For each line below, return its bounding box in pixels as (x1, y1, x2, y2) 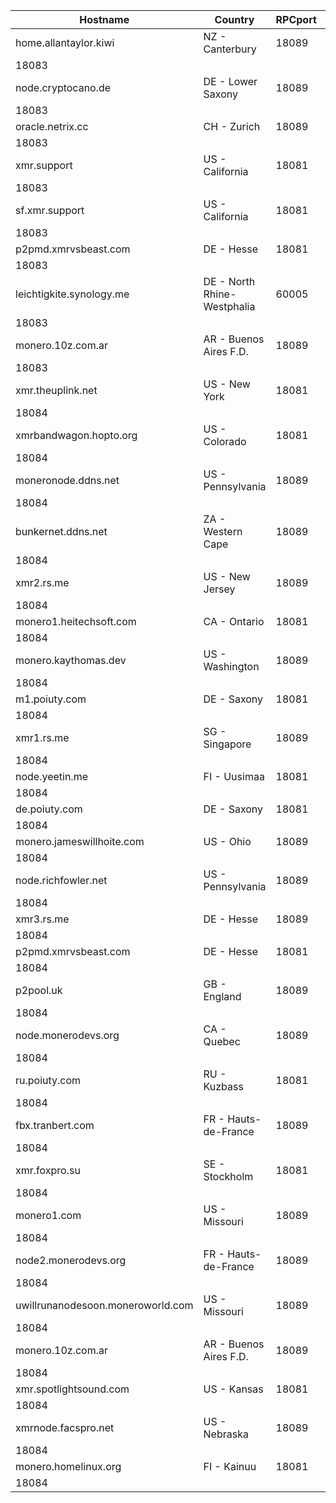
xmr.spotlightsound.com (15, 1382, 130, 1396)
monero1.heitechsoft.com (15, 615, 137, 628)
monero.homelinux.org (15, 1460, 122, 1473)
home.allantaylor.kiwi (15, 36, 115, 49)
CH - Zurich (203, 120, 261, 133)
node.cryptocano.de (15, 81, 112, 94)
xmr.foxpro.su (15, 1164, 81, 1177)
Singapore (203, 737, 252, 751)
